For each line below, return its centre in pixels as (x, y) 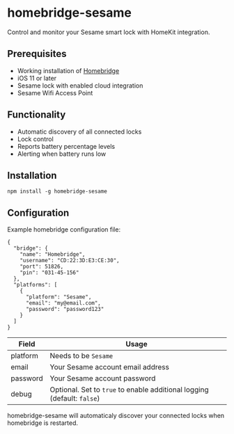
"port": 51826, (42, 267)
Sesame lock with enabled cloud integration (80, 86)
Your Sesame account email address (109, 367)
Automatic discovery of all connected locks (79, 131)
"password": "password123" (65, 310)
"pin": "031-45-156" (49, 273)
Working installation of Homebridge (68, 70)
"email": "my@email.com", (63, 303)
